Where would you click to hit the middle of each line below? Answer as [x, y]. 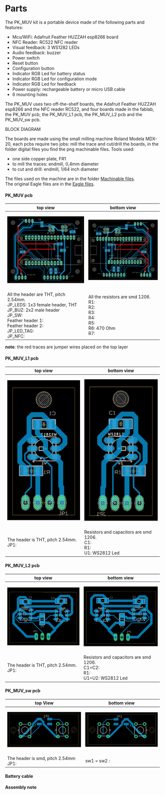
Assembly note [21, 787]
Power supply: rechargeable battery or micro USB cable [69, 89]
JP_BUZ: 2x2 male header [34, 310]
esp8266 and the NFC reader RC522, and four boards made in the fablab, [80, 109]
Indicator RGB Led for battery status [49, 73]
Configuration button [33, 68]
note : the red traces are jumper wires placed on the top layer [67, 347]
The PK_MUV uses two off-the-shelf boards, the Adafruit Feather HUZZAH [81, 104]
